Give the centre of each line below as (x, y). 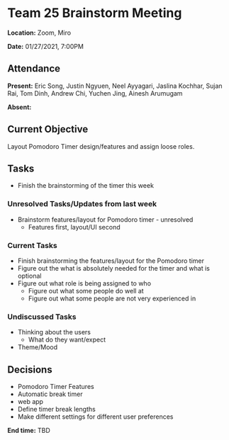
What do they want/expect (67, 340)
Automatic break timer (50, 394)
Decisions (30, 370)
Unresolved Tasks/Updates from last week (82, 204)
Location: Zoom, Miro (39, 33)
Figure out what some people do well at (86, 290)
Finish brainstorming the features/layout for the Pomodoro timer (111, 261)
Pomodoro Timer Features (56, 387)
